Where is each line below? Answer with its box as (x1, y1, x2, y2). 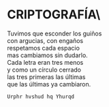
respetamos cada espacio (7, 44, 80, 52)
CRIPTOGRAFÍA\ (7, 7, 101, 22)
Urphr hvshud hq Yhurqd (7, 93, 75, 100)
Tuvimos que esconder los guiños (7, 29, 102, 37)
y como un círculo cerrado (7, 65, 82, 74)
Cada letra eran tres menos (7, 58, 84, 66)
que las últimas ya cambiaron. (7, 80, 91, 88)
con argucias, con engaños (7, 36, 84, 44)
